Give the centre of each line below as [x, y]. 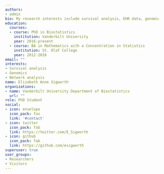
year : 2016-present [34, 41]
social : [13, 105]
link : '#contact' [27, 118]
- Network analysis [25, 77]
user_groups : [18, 155]
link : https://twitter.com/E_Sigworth [49, 132]
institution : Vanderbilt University [51, 37]
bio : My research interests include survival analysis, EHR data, [74, 19]
